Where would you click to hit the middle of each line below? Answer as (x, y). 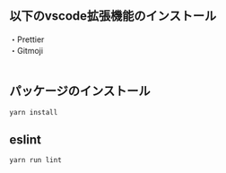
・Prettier (27, 39)
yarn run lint (36, 160)
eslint (26, 140)
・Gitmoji (26, 50)
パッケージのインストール (80, 91)
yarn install (34, 112)
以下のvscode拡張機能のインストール (113, 16)
